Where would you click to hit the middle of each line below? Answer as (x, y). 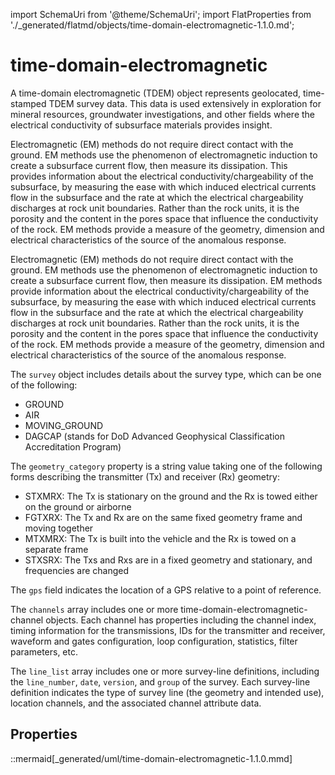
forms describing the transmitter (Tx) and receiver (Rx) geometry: (145, 476)
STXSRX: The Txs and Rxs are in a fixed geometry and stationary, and (168, 560)
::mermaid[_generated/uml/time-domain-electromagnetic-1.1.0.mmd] (151, 758)
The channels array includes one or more (94, 609)
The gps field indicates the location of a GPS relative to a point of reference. (166, 590)
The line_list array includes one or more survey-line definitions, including (165, 671)
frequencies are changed (77, 570)
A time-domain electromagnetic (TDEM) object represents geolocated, (155, 93)
